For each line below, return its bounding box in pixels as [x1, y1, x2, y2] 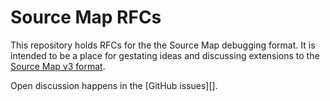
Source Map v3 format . [10, 60, 106, 72]
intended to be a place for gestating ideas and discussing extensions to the [10, 49, 320, 61]
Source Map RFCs [10, 6, 162, 29]
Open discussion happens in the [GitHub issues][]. [10, 79, 218, 91]
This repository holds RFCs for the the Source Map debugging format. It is [10, 39, 316, 51]
